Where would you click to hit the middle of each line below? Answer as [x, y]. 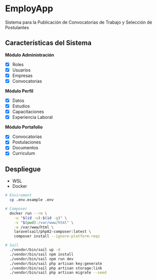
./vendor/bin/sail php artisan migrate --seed [58, 273]
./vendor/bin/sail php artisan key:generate [56, 263]
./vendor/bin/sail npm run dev [42, 259]
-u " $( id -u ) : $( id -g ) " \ [41, 218]
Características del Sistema [48, 43]
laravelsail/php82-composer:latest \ [53, 232]
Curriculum [24, 153]
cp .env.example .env [32, 200]
